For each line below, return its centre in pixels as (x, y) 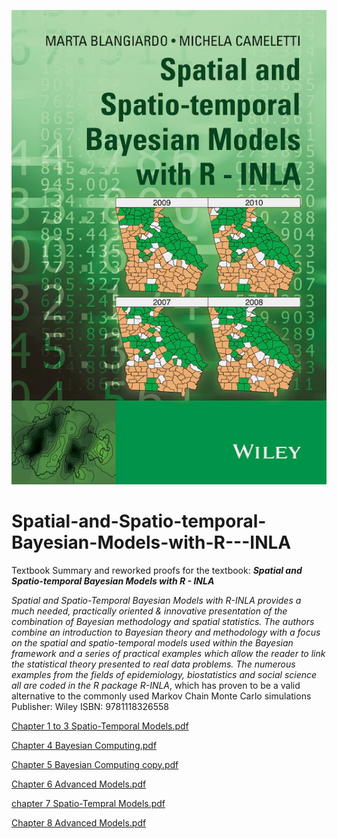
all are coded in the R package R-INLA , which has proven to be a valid (156, 685)
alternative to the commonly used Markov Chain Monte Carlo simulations (161, 696)
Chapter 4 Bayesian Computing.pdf (84, 745)
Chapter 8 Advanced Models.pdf (79, 822)
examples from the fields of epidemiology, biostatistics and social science (164, 674)
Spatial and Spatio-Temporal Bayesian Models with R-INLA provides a (156, 600)
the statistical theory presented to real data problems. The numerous (153, 664)
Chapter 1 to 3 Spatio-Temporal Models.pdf (100, 726)
